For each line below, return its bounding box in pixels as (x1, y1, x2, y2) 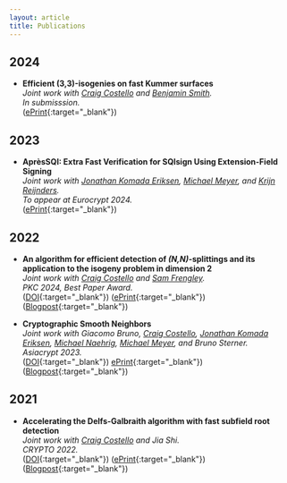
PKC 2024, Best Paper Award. (21, 282, 133, 292)
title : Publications (9, 21, 87, 30)
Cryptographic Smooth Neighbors (21, 318, 152, 329)
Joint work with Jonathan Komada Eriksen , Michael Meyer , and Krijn (21, 175, 275, 186)
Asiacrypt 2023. (21, 346, 82, 358)
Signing (21, 166, 52, 177)
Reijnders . (21, 185, 60, 196)
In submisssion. (21, 97, 80, 108)
